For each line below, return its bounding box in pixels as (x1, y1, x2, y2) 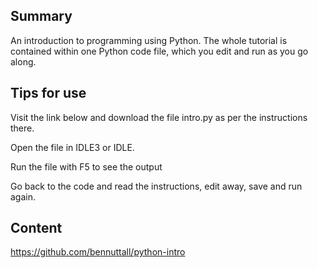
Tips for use (10, 85, 87, 102)
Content (10, 220, 63, 237)
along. (10, 55, 37, 68)
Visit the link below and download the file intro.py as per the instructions (10, 111, 308, 123)
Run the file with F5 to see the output (10, 160, 163, 173)
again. (10, 190, 37, 203)
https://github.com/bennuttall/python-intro (10, 246, 186, 258)
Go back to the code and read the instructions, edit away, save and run (10, 180, 303, 192)
